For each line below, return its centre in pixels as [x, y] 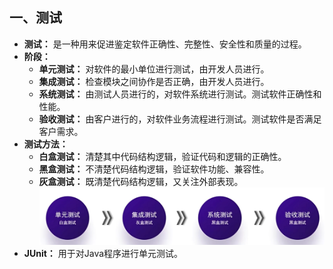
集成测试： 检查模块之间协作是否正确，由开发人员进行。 [154, 81]
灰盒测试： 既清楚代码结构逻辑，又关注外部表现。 [141, 181]
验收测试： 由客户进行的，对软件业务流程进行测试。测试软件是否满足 [180, 119]
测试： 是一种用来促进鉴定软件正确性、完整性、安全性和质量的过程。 [165, 44]
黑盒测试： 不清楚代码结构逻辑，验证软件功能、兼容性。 [154, 169]
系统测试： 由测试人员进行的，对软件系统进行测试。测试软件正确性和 [180, 94]
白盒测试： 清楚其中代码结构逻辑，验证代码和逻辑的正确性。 [162, 156]
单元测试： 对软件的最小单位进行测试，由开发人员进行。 [154, 69]
